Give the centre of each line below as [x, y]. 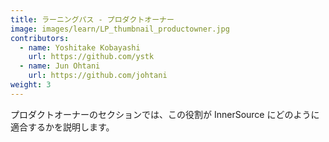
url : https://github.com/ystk [91, 57]
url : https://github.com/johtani [98, 76]
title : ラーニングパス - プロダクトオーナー [92, 19]
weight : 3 [31, 85]
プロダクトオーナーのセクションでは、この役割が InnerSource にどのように [165, 114]
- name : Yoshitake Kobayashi [80, 47]
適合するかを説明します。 [62, 127]
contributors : [40, 38]
